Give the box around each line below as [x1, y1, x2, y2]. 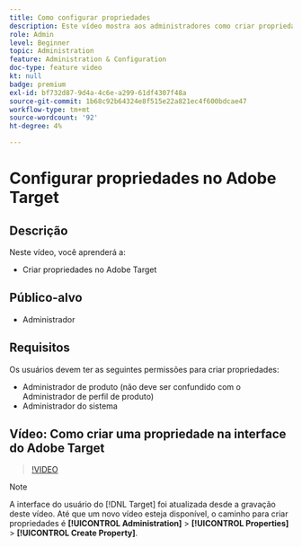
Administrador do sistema [22, 401, 119, 411]
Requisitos [9, 340, 70, 356]
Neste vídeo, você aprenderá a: [9, 247, 126, 257]
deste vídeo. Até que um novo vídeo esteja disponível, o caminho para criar [9, 508, 289, 519]
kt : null [9, 72, 42, 81]
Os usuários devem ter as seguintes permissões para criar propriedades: [9, 364, 280, 375]
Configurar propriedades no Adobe [9, 168, 277, 189]
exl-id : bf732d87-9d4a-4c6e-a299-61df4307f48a [9, 88, 187, 97]
